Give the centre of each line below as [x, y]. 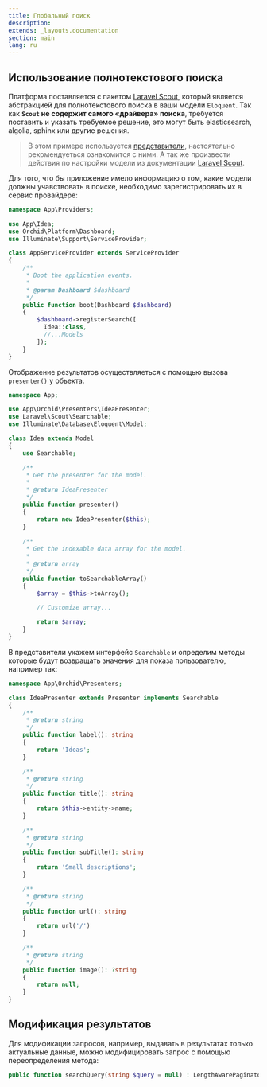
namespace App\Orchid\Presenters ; [66, 684]
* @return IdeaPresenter [67, 490]
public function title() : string [78, 794]
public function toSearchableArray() [85, 579]
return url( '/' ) [64, 926]
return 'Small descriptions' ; [87, 867]
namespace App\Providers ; [51, 209]
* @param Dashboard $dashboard [77, 290]
